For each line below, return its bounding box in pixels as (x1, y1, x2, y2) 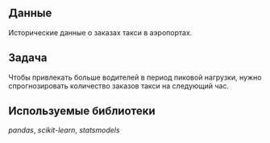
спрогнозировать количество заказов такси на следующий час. (8, 80, 230, 91)
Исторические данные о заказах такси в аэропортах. (8, 27, 193, 37)
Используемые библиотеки (8, 104, 156, 118)
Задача (8, 51, 48, 65)
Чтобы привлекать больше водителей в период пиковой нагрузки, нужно (8, 72, 262, 82)
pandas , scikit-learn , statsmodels (8, 125, 120, 135)
